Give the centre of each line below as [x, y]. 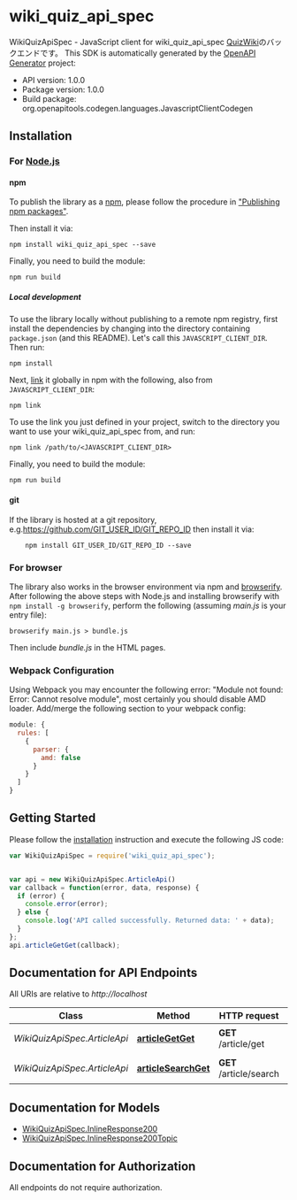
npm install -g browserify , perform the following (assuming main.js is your [148, 605]
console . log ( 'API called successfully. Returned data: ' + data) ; [150, 921]
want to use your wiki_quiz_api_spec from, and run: [103, 432]
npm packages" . [39, 212]
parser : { [50, 750]
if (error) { [41, 896]
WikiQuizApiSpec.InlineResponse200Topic [100, 1138]
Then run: [27, 348]
